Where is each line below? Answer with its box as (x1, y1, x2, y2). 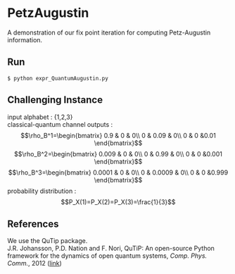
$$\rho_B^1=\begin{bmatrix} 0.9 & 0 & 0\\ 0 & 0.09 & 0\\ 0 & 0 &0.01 (20, 131, 216, 139)
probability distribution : (7, 187, 77, 195)
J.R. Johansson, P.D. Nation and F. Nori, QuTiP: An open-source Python (7, 244, 215, 253)
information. (7, 35, 43, 44)
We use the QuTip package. (7, 237, 88, 245)
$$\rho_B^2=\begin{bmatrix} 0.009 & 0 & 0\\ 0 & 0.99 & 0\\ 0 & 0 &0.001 (13, 149, 223, 158)
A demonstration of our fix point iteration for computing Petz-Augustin (7, 28, 211, 37)
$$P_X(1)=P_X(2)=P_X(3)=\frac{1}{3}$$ (61, 197, 176, 206)
